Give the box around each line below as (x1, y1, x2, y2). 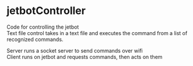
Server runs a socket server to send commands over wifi (6, 47, 143, 54)
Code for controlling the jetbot (6, 23, 79, 30)
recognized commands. (6, 36, 64, 43)
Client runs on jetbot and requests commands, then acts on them (6, 53, 163, 60)
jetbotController (6, 4, 86, 18)
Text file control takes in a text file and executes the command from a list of (6, 29, 188, 36)
